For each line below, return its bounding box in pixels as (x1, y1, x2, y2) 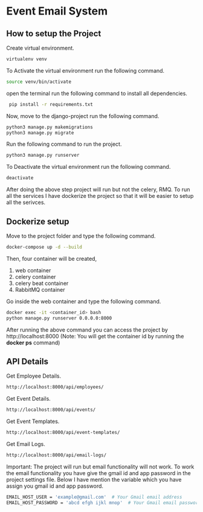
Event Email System (6, 4, 108, 18)
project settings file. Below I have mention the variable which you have (6, 476, 182, 483)
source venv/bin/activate (6, 79, 71, 85)
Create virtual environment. (6, 44, 74, 51)
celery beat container (14, 280, 69, 287)
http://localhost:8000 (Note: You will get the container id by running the (6, 332, 184, 340)
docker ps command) (6, 339, 60, 346)
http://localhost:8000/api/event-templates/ (6, 430, 120, 436)
